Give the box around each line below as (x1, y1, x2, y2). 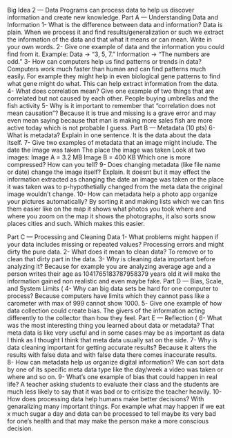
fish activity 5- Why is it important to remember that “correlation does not (7, 102, 216, 109)
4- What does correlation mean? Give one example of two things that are (7, 87, 215, 95)
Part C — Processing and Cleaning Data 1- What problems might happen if (7, 233, 219, 241)
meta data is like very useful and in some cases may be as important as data (7, 328, 224, 337)
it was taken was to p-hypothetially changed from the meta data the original (7, 183, 223, 191)
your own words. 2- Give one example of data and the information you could (7, 43, 224, 51)
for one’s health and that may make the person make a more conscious (7, 417, 209, 425)
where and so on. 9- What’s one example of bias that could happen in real (7, 373, 217, 380)
